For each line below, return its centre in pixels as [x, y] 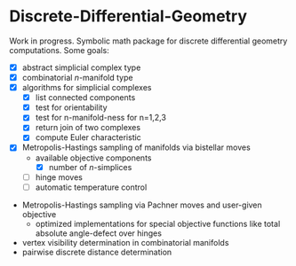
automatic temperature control [91, 187]
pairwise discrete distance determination [97, 252]
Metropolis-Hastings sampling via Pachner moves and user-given [142, 205]
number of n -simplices [90, 167]
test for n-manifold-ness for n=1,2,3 [101, 118]
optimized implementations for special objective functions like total [158, 223]
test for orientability [72, 107]
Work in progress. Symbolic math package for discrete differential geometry [148, 41]
